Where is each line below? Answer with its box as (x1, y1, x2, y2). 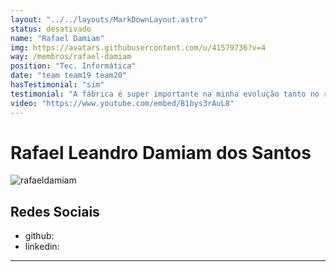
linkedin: (24, 241, 60, 253)
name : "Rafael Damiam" (10, 33, 105, 43)
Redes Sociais (10, 203, 100, 220)
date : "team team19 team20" (10, 71, 128, 81)
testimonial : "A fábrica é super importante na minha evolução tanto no (10, 89, 320, 99)
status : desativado (10, 24, 92, 34)
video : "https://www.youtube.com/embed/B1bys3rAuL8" (10, 98, 235, 108)
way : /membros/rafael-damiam (10, 52, 132, 62)
